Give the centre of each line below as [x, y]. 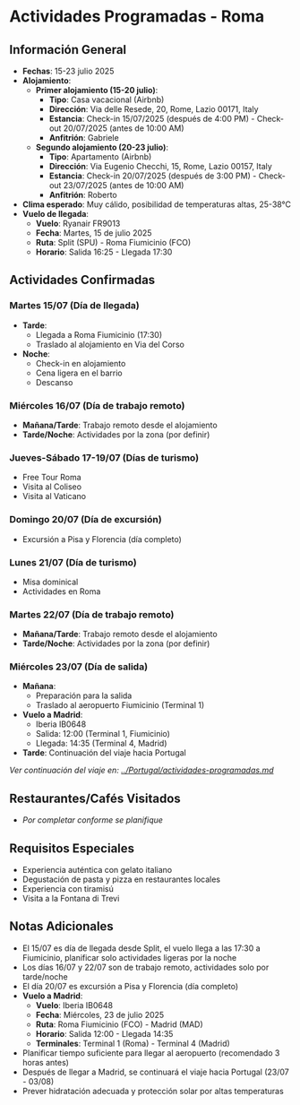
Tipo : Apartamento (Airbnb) [100, 157]
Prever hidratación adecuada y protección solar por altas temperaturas [153, 1091]
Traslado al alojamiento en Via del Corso [110, 344]
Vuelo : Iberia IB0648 [74, 1005]
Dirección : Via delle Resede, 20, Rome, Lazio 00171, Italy [154, 109]
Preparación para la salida [84, 695]
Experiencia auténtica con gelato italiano [97, 870]
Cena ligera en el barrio [79, 373]
